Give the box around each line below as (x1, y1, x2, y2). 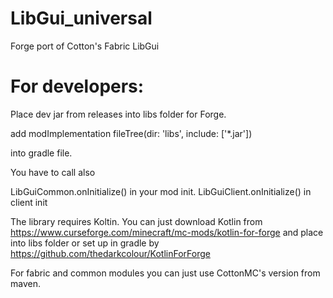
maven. (10, 277, 41, 289)
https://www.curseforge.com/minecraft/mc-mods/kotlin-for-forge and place (10, 226, 324, 238)
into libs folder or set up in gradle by (10, 237, 160, 249)
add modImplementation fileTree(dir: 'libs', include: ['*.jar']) (10, 127, 253, 139)
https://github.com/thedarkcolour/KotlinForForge (10, 247, 211, 259)
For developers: (10, 75, 145, 98)
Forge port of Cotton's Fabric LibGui (10, 40, 160, 52)
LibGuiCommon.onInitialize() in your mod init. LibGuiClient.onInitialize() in (10, 185, 312, 197)
